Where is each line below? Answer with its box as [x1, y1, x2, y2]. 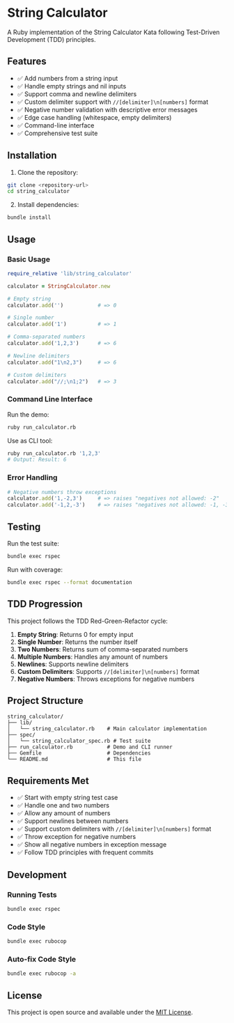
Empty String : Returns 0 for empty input [17, 630, 134, 638]
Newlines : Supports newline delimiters [17, 660, 129, 668]
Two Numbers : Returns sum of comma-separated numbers [17, 645, 188, 653]
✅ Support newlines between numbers [17, 817, 129, 825]
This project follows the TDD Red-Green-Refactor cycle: [7, 617, 169, 625]
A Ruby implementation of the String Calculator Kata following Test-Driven [7, 28, 220, 36]
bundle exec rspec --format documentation [7, 578, 132, 586]
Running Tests [7, 890, 57, 900]
